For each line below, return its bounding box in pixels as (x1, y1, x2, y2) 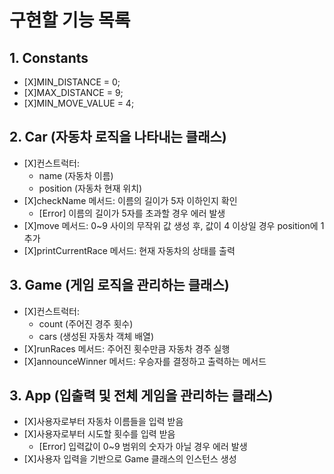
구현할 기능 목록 (9, 9, 131, 32)
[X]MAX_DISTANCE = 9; (23, 87, 124, 98)
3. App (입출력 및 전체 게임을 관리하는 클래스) (9, 387, 274, 405)
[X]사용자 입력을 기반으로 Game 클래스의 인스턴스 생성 (23, 453, 237, 465)
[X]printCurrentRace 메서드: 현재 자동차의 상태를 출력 (23, 244, 236, 256)
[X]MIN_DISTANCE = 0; (23, 76, 121, 88)
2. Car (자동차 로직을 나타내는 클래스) (9, 129, 227, 146)
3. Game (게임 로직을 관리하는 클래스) (9, 277, 230, 294)
